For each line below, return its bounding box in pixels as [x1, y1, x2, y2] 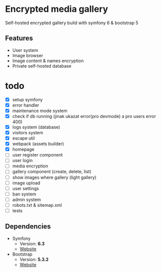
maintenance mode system [12, 108, 68, 114]
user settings [12, 185, 40, 191]
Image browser [12, 52, 43, 58]
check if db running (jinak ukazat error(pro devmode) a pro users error [12, 113, 157, 119]
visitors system [12, 130, 43, 135]
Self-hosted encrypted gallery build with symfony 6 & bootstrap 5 [5, 20, 138, 26]
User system [12, 47, 39, 53]
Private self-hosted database [12, 63, 72, 69]
